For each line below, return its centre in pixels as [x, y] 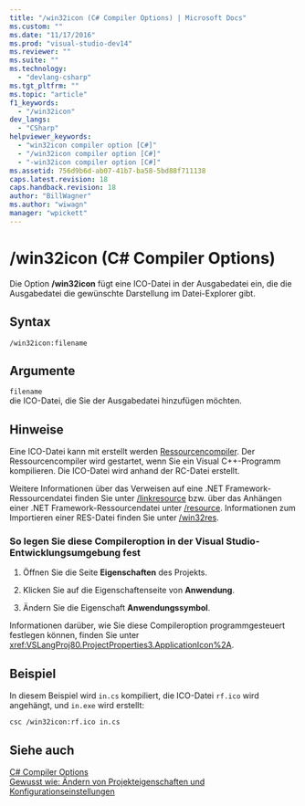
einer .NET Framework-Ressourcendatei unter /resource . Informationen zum [153, 508]
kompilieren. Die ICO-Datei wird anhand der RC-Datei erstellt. [125, 471]
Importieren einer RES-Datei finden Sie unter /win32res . [114, 518]
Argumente [42, 371]
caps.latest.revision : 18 [58, 179]
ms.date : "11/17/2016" [53, 35]
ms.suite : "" [34, 60]
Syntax [30, 322]
